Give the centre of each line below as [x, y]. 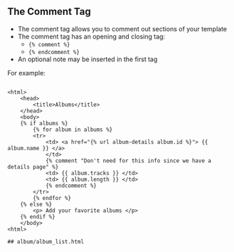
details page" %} [33, 167]
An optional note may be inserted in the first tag [87, 59]
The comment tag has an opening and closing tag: [91, 36]
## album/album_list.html [46, 241]
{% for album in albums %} [73, 130]
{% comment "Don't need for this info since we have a [128, 161]
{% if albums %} [44, 123]
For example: [27, 73]
